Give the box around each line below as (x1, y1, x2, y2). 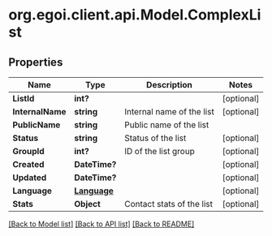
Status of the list (124, 132, 187, 144)
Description (145, 79, 193, 90)
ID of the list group (124, 146, 195, 157)
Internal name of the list (124, 106, 215, 117)
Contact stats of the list (124, 199, 214, 209)
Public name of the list (124, 119, 209, 131)
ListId (12, 93, 35, 104)
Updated (12, 172, 47, 183)
